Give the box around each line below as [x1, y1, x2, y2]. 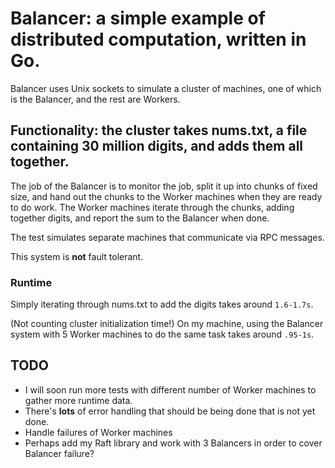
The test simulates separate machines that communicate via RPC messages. [10, 231, 325, 243]
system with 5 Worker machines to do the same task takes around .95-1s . [10, 328, 315, 341]
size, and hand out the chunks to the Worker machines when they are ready [10, 190, 323, 202]
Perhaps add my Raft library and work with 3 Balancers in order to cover [24, 437, 323, 449]
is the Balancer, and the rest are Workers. [10, 93, 181, 105]
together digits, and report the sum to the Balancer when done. [10, 212, 270, 224]
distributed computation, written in [10, 28, 307, 51]
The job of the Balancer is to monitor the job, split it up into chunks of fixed [10, 180, 318, 192]
